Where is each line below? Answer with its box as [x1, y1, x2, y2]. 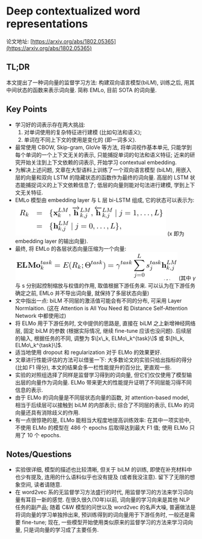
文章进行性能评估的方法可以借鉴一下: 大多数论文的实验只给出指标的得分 [14, 356, 192, 363]
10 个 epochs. [26, 431, 61, 438]
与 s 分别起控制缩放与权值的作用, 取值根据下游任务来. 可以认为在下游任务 [14, 282, 196, 289]
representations [6, 17, 88, 31]
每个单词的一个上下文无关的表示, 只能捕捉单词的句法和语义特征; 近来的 [14, 151, 190, 158]
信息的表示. [14, 386, 43, 393]
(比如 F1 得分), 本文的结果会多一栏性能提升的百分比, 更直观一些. [14, 364, 172, 371]
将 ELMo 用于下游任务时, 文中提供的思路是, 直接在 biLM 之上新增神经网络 [14, 320, 196, 327]
